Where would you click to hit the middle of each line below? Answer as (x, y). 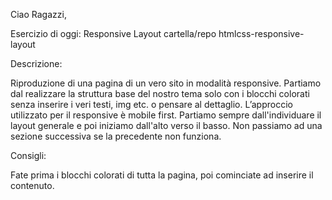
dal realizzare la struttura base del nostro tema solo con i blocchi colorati (160, 93)
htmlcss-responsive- (261, 33)
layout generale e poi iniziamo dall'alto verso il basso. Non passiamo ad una (166, 125)
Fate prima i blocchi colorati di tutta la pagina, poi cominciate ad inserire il (162, 175)
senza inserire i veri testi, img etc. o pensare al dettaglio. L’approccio (151, 104)
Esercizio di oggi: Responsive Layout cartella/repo (113, 33)
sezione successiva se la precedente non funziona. (116, 136)
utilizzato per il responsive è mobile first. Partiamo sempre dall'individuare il (166, 115)
